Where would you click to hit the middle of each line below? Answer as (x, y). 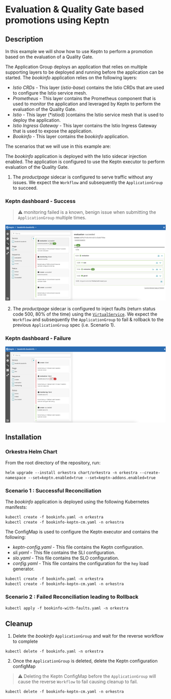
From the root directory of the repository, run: (53, 463)
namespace (16, 478)
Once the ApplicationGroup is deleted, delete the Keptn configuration (85, 661)
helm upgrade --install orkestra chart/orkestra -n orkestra (72, 472)
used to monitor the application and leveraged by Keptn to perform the (87, 104)
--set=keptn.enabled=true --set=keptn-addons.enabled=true (92, 478)
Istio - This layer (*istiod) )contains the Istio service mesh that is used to (88, 115)
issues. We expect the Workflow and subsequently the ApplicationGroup (88, 182)
